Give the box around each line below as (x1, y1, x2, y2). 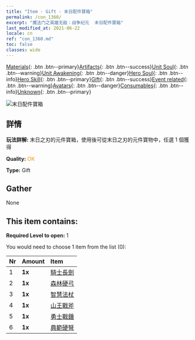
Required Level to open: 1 (6, 232, 69, 239)
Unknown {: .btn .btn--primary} (17, 88, 92, 95)
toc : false (6, 42, 33, 48)
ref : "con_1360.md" (6, 36, 54, 42)
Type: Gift (6, 166, 31, 174)
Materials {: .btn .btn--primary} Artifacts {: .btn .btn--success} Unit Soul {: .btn (6, 63, 189, 70)
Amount (21, 258, 45, 266)
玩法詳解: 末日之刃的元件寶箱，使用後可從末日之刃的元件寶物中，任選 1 (6, 136, 178, 143)
